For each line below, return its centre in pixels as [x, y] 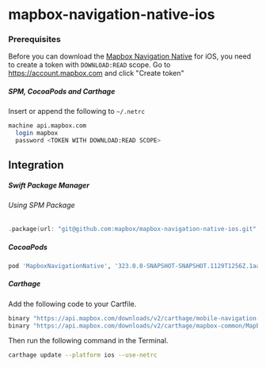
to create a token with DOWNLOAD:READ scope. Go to [89, 65]
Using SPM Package [42, 205]
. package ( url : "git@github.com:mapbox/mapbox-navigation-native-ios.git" [133, 229]
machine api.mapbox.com [47, 126]
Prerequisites [34, 40]
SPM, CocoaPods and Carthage [62, 92]
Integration [36, 165]
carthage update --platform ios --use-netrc [83, 355]
